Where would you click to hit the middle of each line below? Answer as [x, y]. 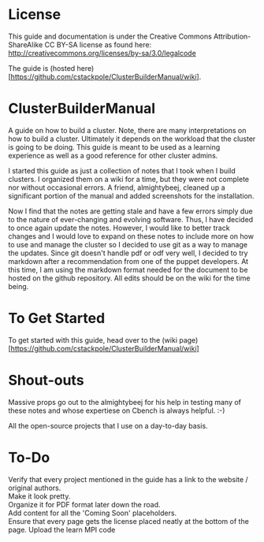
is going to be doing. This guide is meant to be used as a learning [114, 147]
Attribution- [232, 36]
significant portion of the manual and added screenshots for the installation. [131, 195]
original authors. [35, 488]
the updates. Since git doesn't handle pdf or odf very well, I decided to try [128, 253]
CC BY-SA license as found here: [98, 44]
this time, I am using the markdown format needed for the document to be [128, 269]
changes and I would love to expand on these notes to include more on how [131, 236]
